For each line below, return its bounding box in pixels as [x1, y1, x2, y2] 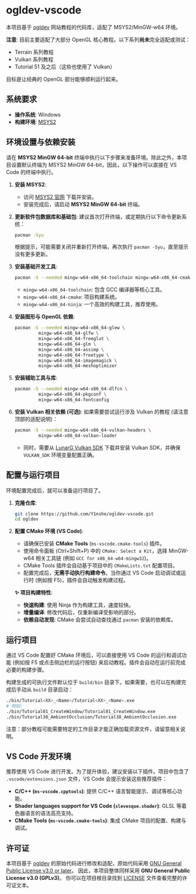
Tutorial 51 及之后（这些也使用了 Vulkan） [14, 63, 115, 70]
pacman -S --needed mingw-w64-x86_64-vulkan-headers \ [14, 427, 152, 433]
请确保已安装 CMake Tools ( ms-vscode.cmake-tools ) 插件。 [23, 540, 166, 547]
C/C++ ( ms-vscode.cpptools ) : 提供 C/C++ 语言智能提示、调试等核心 [14, 788, 177, 795]
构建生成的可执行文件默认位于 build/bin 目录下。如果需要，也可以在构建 [6, 679, 181, 686]
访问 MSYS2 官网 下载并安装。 [23, 193, 98, 200]
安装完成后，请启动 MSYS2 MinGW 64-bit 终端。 [23, 200, 143, 208]
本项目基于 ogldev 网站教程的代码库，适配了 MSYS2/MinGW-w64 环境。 [6, 23, 181, 30]
